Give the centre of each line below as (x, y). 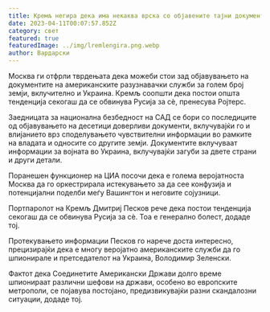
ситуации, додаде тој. (45, 299)
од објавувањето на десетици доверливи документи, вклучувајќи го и (129, 126)
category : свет (34, 31)
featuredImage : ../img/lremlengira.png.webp (84, 46)
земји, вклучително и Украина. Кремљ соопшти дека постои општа (124, 93)
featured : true (34, 38)
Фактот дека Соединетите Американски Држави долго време (115, 273)
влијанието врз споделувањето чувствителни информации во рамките (130, 134)
